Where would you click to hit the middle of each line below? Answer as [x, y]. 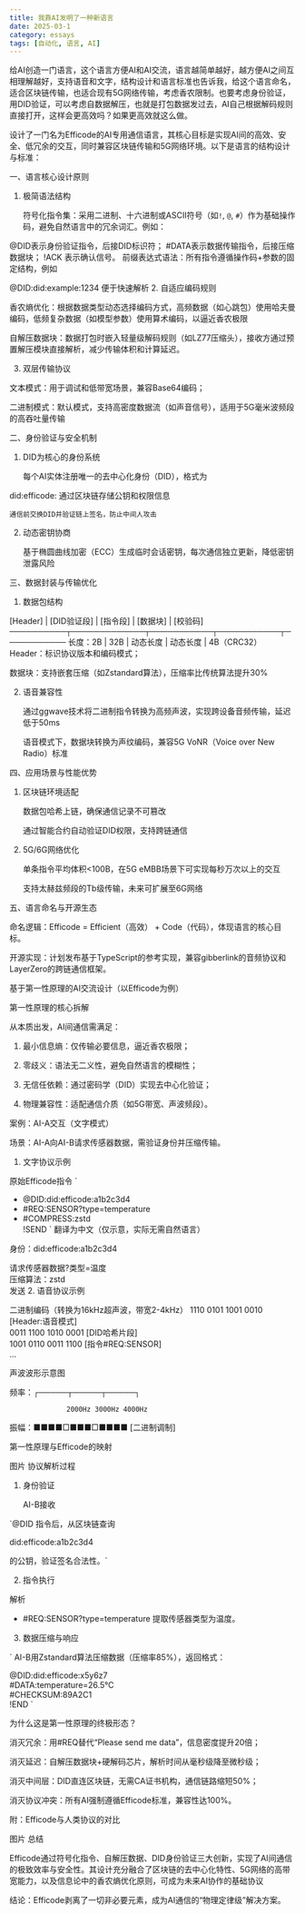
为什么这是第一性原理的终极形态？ [73, 1723]
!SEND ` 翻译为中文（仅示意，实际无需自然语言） [114, 1229]
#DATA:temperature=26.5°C [62, 1685]
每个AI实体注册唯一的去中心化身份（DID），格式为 [115, 477]
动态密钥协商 [46, 533]
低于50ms [41, 723]
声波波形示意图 [37, 1373]
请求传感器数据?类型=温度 [58, 1268]
